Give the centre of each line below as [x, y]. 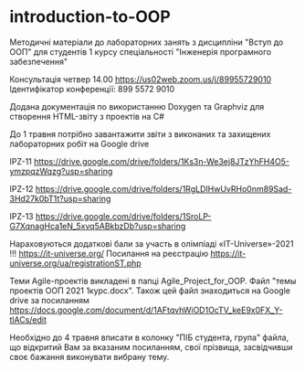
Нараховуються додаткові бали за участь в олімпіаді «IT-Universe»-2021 [152, 243]
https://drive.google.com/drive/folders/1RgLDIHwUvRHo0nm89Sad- [163, 188]
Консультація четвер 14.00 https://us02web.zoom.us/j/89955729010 [141, 79]
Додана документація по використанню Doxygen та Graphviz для [137, 106]
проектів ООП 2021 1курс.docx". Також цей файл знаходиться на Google [150, 291]
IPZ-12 [21, 188]
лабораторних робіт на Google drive [79, 143]
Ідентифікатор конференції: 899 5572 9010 [92, 89]
